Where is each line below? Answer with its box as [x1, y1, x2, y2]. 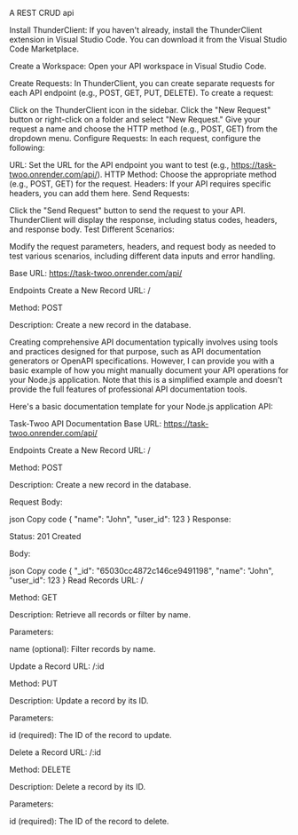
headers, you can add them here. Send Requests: [9, 188, 191, 198]
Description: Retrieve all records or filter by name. [9, 609, 191, 620]
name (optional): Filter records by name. [9, 644, 156, 654]
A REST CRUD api [9, 8, 74, 18]
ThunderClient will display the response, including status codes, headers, [9, 215, 278, 225]
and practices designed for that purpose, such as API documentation [9, 346, 262, 356]
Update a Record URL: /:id [9, 661, 105, 672]
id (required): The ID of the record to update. [9, 730, 172, 740]
